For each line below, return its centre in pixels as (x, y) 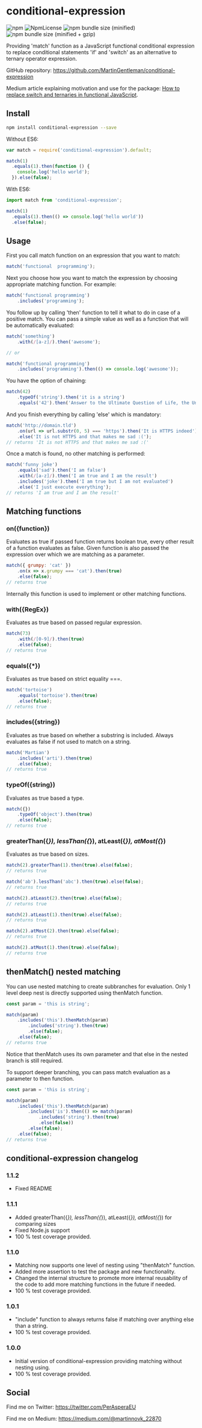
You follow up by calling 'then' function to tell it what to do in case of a (93, 312)
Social (18, 1392)
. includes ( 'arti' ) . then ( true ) (55, 758)
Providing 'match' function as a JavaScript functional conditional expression (100, 46)
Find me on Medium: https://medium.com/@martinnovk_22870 (84, 1419)
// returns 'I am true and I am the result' (63, 493)
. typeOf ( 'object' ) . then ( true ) (55, 814)
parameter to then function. (40, 1078)
